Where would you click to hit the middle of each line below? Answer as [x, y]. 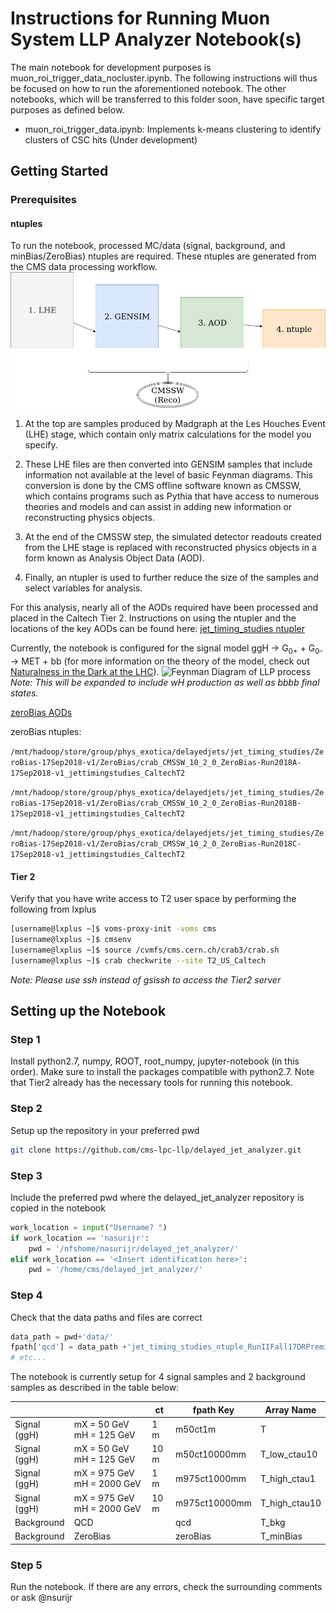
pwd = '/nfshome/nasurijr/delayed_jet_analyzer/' [134, 1248]
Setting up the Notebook [88, 1011]
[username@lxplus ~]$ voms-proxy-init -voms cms [113, 929]
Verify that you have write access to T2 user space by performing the [153, 899]
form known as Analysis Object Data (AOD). [114, 558]
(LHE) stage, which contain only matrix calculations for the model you [168, 434]
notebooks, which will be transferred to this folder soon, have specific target [167, 99]
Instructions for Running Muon [140, 18]
